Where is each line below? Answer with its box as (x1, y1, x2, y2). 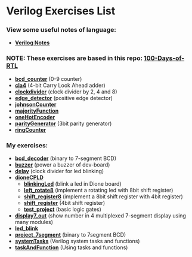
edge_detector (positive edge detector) (14, 94, 113, 101)
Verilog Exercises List (6, 4, 116, 18)
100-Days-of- (144, 54, 185, 62)
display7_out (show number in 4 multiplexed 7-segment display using (14, 212, 187, 219)
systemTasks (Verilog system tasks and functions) (14, 238, 140, 245)
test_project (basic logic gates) (23, 205, 101, 213)
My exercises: (6, 141, 48, 149)
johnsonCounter (14, 101, 57, 108)
